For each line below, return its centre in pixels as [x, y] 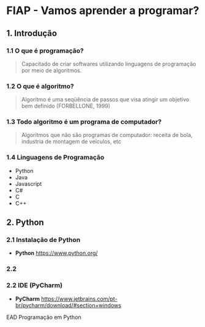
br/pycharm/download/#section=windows [68, 305]
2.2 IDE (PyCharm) [35, 285]
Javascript [28, 183]
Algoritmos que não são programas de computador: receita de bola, [107, 135]
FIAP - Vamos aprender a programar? [103, 11]
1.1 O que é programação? [45, 51]
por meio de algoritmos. [51, 70]
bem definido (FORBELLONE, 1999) [66, 106]
